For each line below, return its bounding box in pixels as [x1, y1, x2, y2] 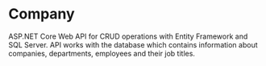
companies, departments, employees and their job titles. [8, 48, 196, 58]
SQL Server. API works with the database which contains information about [8, 39, 258, 49]
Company [8, 5, 75, 23]
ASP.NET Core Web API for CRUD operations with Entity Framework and [8, 31, 248, 41]
